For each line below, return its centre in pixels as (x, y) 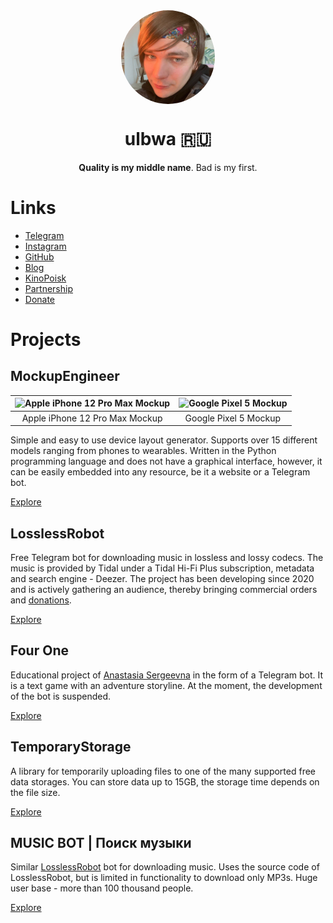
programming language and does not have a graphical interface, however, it (166, 461)
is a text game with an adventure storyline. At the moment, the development (166, 685)
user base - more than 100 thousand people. (102, 888)
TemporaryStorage (71, 747)
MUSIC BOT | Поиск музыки (101, 842)
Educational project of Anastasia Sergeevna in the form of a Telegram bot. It (167, 675)
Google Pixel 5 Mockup (233, 418)
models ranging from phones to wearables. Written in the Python (143, 451)
